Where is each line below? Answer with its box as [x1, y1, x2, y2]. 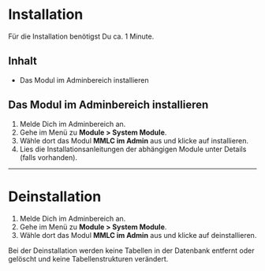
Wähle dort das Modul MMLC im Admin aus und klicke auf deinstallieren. [19, 230, 257, 239]
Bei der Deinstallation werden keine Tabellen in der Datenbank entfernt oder [8, 246, 255, 255]
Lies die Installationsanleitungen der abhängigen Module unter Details [19, 144, 247, 154]
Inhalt [8, 54, 37, 68]
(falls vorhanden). [19, 152, 77, 162]
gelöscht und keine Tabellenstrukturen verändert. [8, 254, 169, 263]
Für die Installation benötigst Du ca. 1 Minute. [8, 32, 155, 41]
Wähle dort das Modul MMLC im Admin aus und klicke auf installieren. [19, 135, 248, 145]
